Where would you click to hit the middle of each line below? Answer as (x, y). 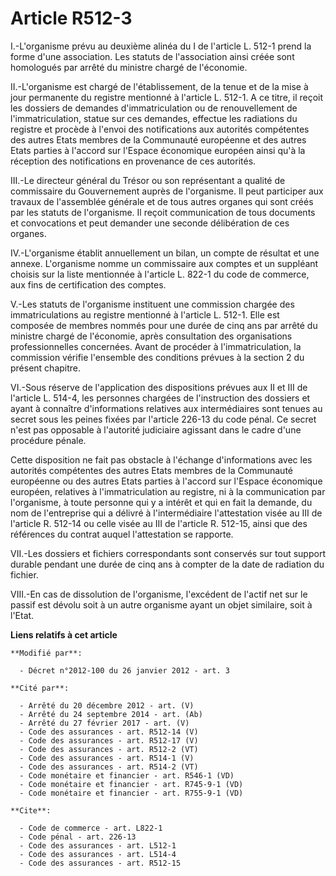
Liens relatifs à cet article (64, 634)
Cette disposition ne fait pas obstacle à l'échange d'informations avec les (161, 459)
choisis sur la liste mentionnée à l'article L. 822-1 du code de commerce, (160, 274)
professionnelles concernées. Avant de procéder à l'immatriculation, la (156, 346)
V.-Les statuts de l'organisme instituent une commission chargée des (152, 304)
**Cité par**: (40, 688)
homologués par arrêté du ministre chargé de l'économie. (129, 67)
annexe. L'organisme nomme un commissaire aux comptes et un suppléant (164, 263)
